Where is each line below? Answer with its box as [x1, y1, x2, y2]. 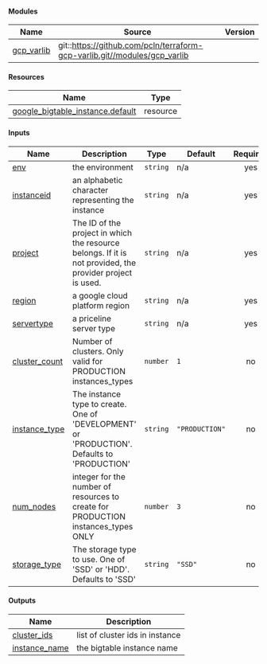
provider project [72, 267, 133, 278]
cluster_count [12, 355, 64, 366]
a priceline [72, 313, 112, 324]
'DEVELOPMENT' [72, 418, 137, 429]
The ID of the [72, 217, 122, 228]
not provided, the [72, 257, 137, 268]
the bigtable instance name [76, 642, 179, 653]
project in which [72, 227, 133, 238]
